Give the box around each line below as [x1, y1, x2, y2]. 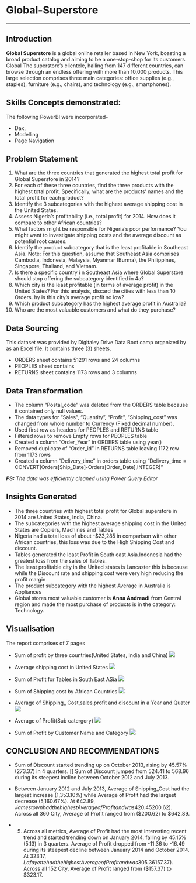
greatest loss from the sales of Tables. [14, 557, 107, 564]
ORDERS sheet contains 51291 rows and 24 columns [14, 357, 141, 364]
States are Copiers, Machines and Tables [14, 526, 114, 533]
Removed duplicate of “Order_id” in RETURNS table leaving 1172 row [14, 445, 179, 451]
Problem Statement [6, 153, 78, 164]
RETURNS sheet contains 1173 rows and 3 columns [14, 369, 137, 376]
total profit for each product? [14, 194, 84, 201]
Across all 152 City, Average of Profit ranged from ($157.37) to [23, 865, 172, 872]
